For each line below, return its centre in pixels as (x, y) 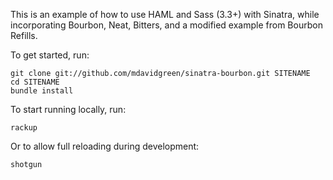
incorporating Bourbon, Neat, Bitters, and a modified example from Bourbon (166, 25)
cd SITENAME (35, 82)
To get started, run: (50, 55)
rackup (24, 128)
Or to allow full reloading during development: (105, 146)
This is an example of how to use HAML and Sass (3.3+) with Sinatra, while (165, 14)
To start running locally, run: (68, 109)
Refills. (24, 35)
